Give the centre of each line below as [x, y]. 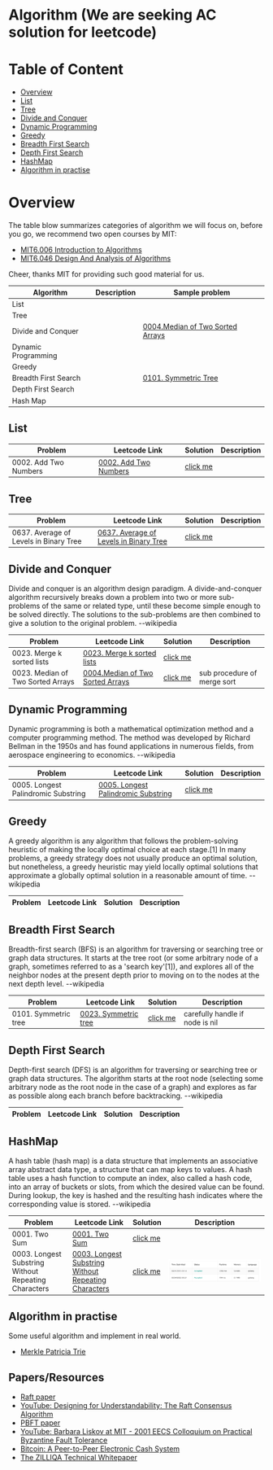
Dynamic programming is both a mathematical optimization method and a [131, 729]
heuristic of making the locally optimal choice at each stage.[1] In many [127, 850]
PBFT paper [40, 1423]
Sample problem [202, 292]
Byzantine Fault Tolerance [64, 1440]
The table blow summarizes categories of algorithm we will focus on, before [136, 225]
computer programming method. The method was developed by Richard [129, 737]
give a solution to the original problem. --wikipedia [93, 623]
